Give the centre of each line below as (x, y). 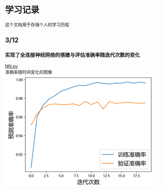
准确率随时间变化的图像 (29, 72)
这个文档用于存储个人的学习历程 (37, 24)
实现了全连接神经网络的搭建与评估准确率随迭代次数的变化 (72, 55)
